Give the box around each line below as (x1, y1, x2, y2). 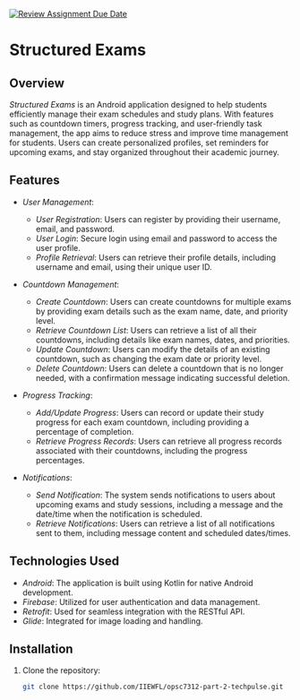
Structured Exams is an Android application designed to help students (9, 99, 267, 109)
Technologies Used (9, 554, 119, 569)
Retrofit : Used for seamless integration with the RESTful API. (21, 606, 245, 617)
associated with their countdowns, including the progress (35, 445, 248, 456)
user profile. (35, 242, 81, 253)
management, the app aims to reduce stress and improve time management (9, 128, 289, 138)
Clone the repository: (21, 665, 101, 676)
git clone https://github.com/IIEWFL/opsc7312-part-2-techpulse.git (21, 682, 284, 692)
